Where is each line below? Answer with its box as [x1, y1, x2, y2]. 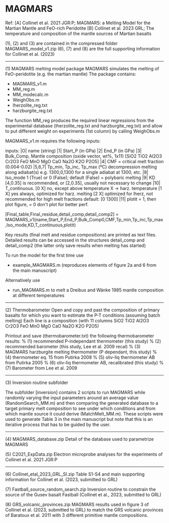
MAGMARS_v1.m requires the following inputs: [5, 137, 101, 144]
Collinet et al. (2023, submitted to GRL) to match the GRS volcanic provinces [5, 506, 163, 513]
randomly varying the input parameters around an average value [5, 395, 139, 401]
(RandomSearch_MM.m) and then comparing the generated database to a [5, 400, 158, 406]
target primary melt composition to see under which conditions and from [5, 405, 156, 411]
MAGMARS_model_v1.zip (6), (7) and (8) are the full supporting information [5, 45, 160, 52]
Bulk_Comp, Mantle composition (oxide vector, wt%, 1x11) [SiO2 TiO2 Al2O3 [5, 153, 162, 159]
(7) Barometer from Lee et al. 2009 [5, 365, 77, 371]
